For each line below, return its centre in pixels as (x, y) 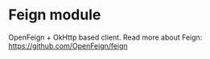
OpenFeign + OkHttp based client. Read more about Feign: (105, 37)
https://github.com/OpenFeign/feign (68, 45)
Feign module (55, 15)
